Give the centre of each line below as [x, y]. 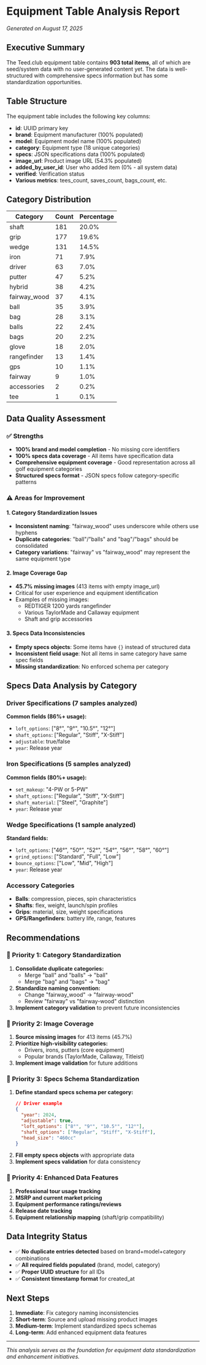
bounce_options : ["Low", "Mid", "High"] [64, 863]
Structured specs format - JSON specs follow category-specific [97, 476]
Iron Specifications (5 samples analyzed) [69, 764]
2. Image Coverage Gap [37, 573]
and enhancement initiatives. [43, 1357]
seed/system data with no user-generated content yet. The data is [90, 69]
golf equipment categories [49, 469]
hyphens [26, 533]
